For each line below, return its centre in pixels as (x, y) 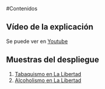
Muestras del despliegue (52, 60)
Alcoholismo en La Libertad (48, 80)
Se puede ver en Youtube (37, 41)
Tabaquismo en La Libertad (48, 74)
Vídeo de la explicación (50, 27)
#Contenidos (22, 9)
